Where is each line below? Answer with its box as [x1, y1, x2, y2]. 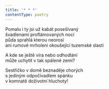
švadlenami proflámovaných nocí [5, 31, 75, 37]
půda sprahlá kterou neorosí [5, 36, 64, 43]
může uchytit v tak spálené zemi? [5, 57, 75, 63]
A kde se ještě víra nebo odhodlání [5, 52, 78, 58]
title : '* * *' [5, 7, 38, 13]
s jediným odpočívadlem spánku [5, 72, 73, 78]
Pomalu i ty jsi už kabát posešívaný [5, 26, 79, 32]
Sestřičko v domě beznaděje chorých [5, 67, 84, 73]
